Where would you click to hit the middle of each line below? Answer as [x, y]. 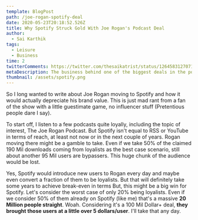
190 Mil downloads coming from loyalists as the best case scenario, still [93, 150]
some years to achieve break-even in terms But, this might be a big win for [96, 186]
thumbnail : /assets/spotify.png [46, 77]
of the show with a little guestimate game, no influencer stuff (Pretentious [95, 107]
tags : [13, 45]
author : [16, 34]
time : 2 [16, 61]
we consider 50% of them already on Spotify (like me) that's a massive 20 [96, 199]
